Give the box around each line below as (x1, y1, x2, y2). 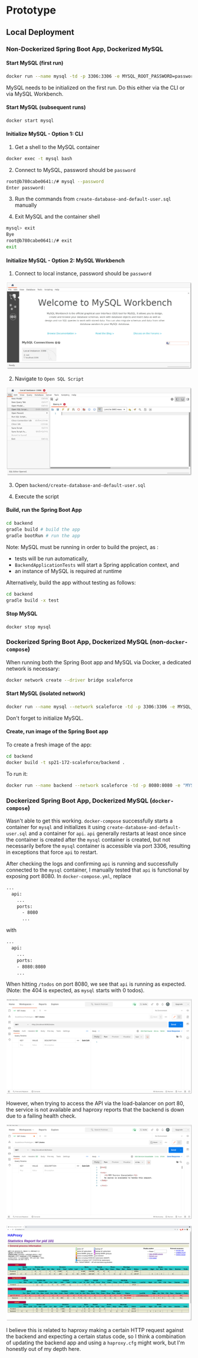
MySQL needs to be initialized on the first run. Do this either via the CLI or (6, 84, 185, 91)
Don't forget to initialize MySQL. (6, 714, 84, 722)
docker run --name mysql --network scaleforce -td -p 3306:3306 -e (6, 704, 176, 710)
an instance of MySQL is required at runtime (14, 567, 122, 574)
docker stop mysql (6, 624, 51, 630)
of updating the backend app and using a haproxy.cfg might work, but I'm (6, 1339, 185, 1346)
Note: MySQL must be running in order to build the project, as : (6, 543, 159, 550)
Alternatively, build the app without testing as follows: (6, 579, 136, 586)
